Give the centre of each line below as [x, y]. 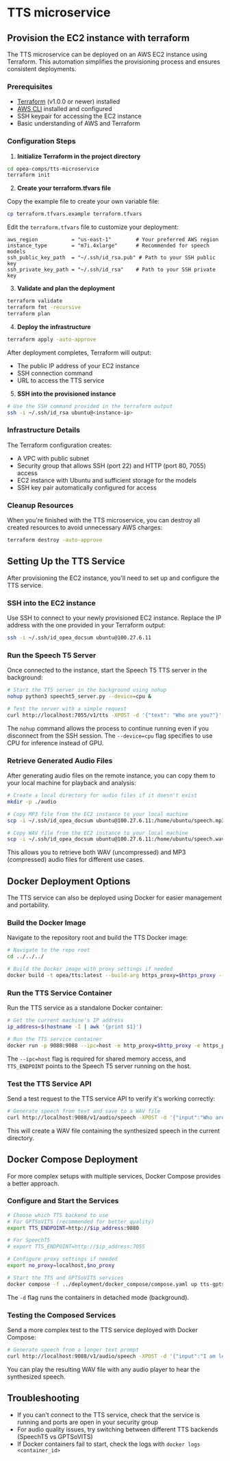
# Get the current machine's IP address [66, 1021]
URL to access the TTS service [61, 380]
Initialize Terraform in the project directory [79, 156]
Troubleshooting [43, 1398]
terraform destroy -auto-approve [55, 540]
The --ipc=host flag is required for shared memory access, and [97, 1059]
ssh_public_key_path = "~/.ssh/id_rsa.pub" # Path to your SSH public [111, 258]
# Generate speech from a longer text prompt [73, 1350]
